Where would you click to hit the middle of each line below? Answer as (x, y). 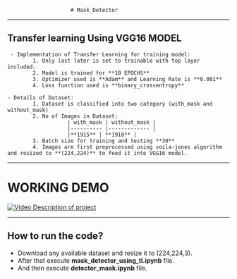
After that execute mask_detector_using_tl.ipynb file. (96, 260)
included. (22, 67)
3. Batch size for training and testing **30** (104, 141)
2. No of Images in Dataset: (75, 116)
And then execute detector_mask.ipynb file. (82, 268)
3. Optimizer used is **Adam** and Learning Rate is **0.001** (127, 79)
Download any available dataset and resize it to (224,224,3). (105, 253)
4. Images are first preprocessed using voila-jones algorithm (127, 147)
